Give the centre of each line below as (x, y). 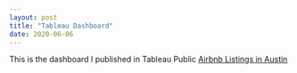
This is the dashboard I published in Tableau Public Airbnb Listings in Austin (148, 60)
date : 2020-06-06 (41, 34)
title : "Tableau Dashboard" (62, 26)
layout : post (33, 17)
